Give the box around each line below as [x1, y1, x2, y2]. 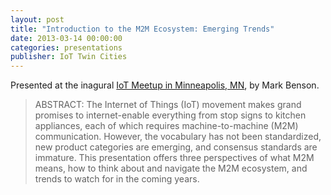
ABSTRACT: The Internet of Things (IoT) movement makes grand [34, 99, 302, 111]
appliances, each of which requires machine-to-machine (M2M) [34, 120, 299, 132]
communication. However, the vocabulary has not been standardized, [34, 131, 322, 143]
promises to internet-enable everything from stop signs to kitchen [34, 109, 307, 121]
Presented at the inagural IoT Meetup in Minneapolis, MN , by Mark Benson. [10, 79, 320, 91]
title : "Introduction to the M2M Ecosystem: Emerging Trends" [10, 24, 275, 34]
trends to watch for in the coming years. [34, 173, 200, 185]
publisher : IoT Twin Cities [10, 52, 128, 62]
